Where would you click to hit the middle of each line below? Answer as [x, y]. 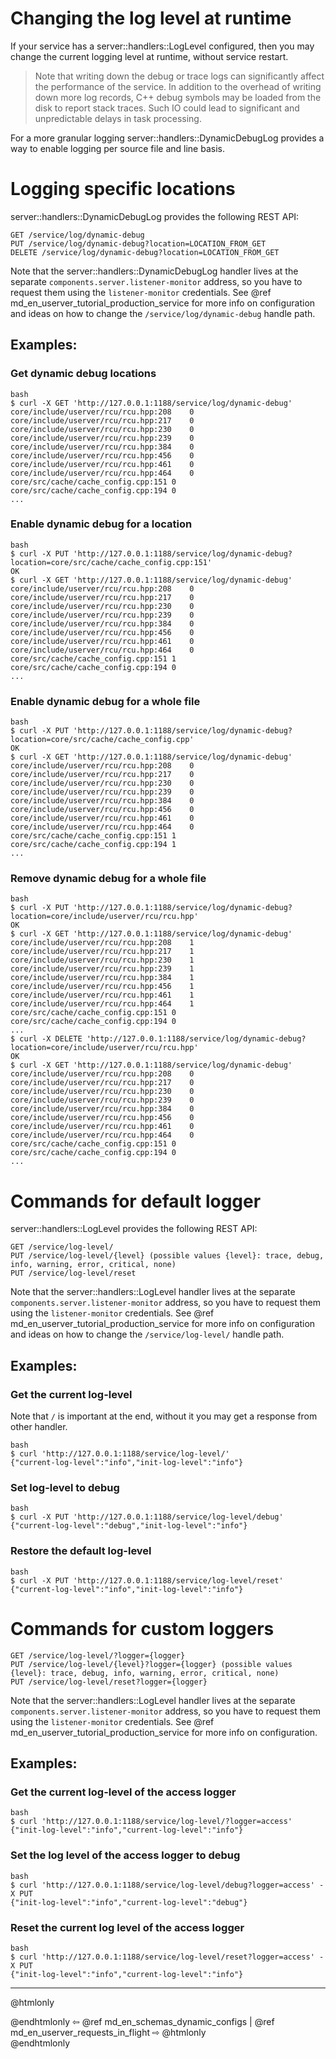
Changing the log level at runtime [151, 18]
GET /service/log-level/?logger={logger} [98, 1655]
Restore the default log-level [81, 1551]
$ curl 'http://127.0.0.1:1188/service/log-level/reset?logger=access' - [167, 1957]
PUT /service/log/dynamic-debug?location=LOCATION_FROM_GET [138, 243]
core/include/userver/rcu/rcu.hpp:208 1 [102, 943]
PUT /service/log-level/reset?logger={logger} [109, 1682]
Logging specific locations [123, 189]
